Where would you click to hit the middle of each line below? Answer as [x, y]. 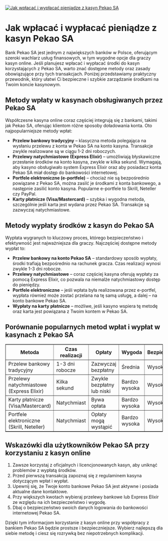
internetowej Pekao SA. [36, 513]
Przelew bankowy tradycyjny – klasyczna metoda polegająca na [79, 140]
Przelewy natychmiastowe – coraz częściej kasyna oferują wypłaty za [85, 274]
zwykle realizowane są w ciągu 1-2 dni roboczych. [64, 151]
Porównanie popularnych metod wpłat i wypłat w [83, 327]
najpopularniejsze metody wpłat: [39, 131]
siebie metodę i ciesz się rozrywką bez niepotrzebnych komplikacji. [74, 533]
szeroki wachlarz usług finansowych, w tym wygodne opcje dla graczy [78, 58]
